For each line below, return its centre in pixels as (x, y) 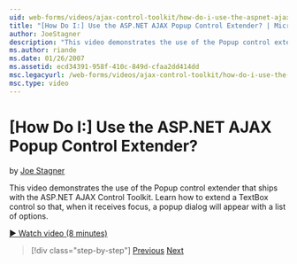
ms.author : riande (43, 50)
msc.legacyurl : (37, 75)
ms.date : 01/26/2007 (47, 58)
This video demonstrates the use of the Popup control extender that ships (144, 188)
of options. (29, 216)
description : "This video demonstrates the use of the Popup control (140, 42)
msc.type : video (39, 83)
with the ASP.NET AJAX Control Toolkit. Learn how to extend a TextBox (139, 197)
